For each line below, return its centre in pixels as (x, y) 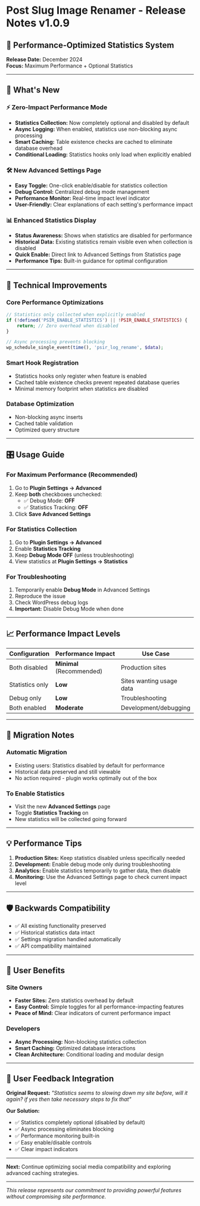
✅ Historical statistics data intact (55, 932)
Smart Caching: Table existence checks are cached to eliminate (93, 141)
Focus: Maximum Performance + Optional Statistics (70, 66)
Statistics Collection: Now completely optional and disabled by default (102, 122)
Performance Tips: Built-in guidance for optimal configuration (91, 261)
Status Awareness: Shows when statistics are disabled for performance (103, 236)
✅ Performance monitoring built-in (57, 1136)
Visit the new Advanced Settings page (62, 806)
